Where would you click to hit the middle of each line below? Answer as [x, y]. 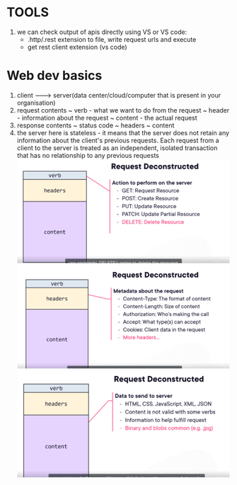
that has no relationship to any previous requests [88, 155]
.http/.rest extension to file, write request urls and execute [112, 39]
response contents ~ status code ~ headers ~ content [96, 125]
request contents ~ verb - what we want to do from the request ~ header [123, 110]
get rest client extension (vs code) [77, 47]
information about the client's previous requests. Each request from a [118, 140]
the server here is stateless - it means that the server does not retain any [123, 132]
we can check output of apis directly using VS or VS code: [102, 32]
